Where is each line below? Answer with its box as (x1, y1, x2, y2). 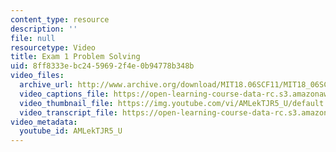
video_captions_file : (19, 89, 110, 99)
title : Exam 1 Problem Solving (10, 52, 141, 62)
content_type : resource (10, 14, 110, 25)
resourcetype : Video (10, 42, 97, 53)
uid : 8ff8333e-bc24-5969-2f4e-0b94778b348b (10, 61, 195, 71)
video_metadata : (10, 117, 78, 127)
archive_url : (19, 80, 74, 90)
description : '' (10, 24, 78, 34)
